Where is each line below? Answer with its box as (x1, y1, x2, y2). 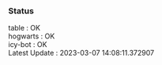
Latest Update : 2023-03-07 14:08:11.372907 (8, 49, 155, 58)
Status (8, 5, 34, 16)
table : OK (8, 23, 41, 33)
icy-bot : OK (8, 40, 47, 49)
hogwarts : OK (8, 31, 55, 41)
